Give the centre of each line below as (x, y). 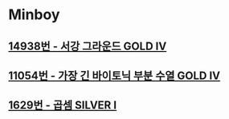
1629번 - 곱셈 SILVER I (63, 105)
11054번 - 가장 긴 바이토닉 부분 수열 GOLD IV (115, 75)
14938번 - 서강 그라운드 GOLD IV (88, 46)
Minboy (34, 15)
